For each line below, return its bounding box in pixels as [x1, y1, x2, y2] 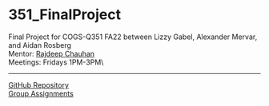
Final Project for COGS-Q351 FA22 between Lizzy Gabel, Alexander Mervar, [8, 32, 258, 41]
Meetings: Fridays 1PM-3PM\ [8, 57, 104, 67]
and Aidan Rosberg [8, 40, 72, 49]
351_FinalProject [8, 6, 122, 24]
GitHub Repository [8, 80, 70, 89]
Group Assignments [8, 88, 74, 98]
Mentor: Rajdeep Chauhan [8, 49, 94, 58]
